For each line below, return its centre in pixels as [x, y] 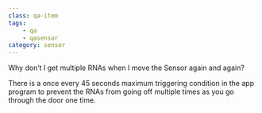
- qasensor [40, 38]
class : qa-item [33, 16]
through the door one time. [52, 100]
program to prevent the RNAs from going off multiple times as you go [121, 92]
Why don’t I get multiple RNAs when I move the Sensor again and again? [126, 68]
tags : [17, 23]
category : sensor [37, 45]
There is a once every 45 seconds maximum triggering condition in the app [131, 84]
